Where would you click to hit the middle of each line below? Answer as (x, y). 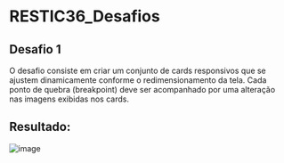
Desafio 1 (35, 49)
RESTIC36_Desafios (85, 16)
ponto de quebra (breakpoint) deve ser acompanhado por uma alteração (142, 90)
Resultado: (40, 127)
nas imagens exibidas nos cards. (69, 99)
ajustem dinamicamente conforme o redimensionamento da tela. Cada (138, 80)
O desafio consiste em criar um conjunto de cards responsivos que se (138, 70)
